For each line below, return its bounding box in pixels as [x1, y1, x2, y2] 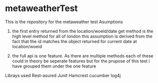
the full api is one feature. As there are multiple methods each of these [12, 53, 154, 58]
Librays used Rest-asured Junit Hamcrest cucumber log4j [5, 72, 121, 78]
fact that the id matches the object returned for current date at [12, 38, 137, 44]
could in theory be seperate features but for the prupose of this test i [12, 58, 150, 64]
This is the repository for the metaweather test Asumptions [5, 19, 123, 25]
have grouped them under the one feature [12, 63, 96, 69]
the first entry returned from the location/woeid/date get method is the [12, 28, 154, 34]
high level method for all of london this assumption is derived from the [12, 33, 153, 39]
